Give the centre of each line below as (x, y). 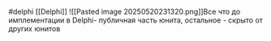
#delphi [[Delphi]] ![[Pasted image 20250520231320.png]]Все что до (125, 12)
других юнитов (34, 29)
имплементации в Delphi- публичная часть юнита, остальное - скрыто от (136, 20)
